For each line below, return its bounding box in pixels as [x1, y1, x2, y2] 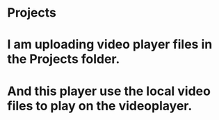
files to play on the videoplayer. [7, 98, 193, 114]
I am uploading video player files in [7, 37, 213, 53]
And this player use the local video [7, 83, 211, 98]
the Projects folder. [7, 51, 120, 67]
